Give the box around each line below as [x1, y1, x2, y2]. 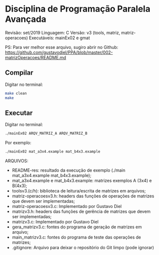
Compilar [5, 69, 33, 77]
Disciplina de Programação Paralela [5, 3, 151, 15]
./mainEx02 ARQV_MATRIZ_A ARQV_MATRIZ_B [5, 131, 88, 136]
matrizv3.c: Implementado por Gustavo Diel [12, 219, 99, 225]
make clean [5, 91, 27, 96]
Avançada [5, 14, 47, 25]
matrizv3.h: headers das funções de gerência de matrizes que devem [12, 208, 151, 214]
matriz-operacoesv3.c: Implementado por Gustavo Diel [12, 204, 122, 209]
